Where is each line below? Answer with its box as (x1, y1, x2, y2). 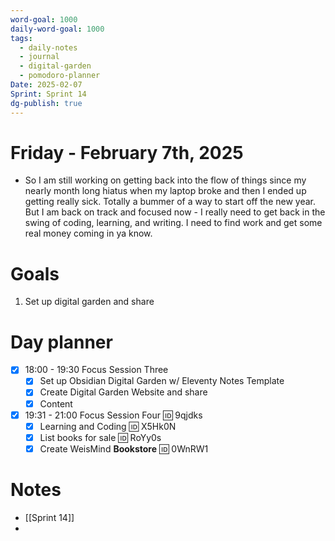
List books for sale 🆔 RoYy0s (39, 431, 162, 443)
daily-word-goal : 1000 (10, 24, 105, 34)
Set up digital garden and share (24, 296, 155, 308)
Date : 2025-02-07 (10, 80, 83, 90)
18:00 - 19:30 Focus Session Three (24, 364, 169, 376)
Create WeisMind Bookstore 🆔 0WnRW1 (39, 442, 209, 455)
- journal (19, 52, 60, 62)
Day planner (10, 331, 113, 353)
